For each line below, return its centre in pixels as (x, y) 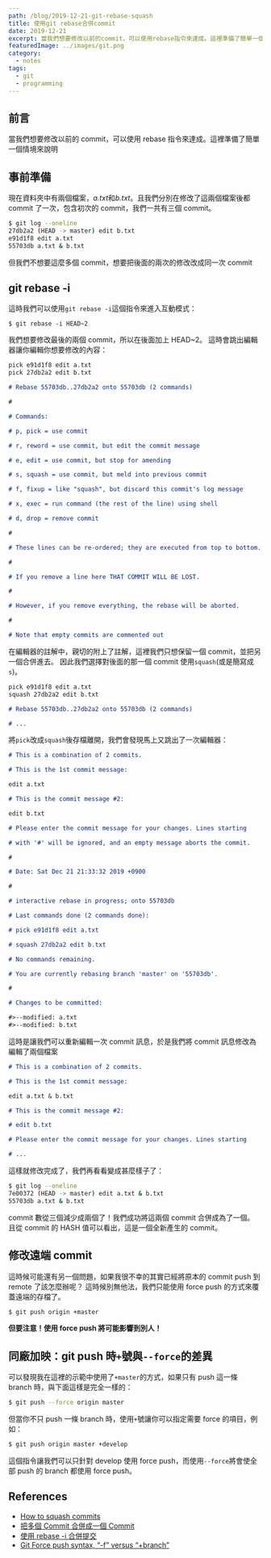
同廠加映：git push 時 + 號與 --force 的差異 (110, 1356)
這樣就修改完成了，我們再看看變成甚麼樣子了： (86, 1171)
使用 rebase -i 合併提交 (58, 1535)
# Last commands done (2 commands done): (79, 916)
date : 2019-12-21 (38, 31)
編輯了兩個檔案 (33, 1051)
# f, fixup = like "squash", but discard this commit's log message (126, 489)
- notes (29, 61)
